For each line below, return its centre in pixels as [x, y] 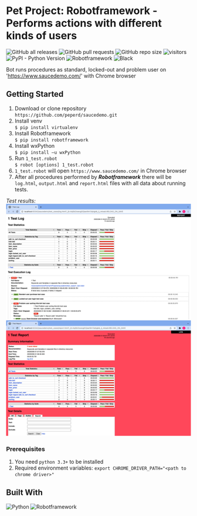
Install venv [28, 121]
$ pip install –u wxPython [47, 152]
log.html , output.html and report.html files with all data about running [100, 183]
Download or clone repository [50, 108]
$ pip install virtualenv [46, 127]
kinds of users [42, 36]
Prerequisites [26, 449]
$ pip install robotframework [52, 140]
